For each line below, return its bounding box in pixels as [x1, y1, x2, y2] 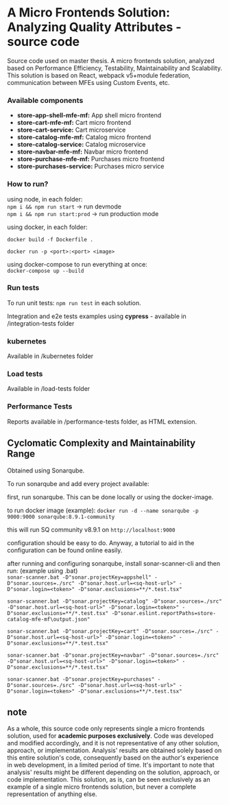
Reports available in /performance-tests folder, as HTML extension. [7, 417, 197, 426]
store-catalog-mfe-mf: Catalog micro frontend [16, 133, 152, 141]
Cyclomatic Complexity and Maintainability [7, 437, 196, 449]
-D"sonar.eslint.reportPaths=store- [111, 610, 216, 616]
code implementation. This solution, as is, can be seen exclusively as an [7, 776, 210, 784]
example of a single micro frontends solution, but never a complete [7, 783, 197, 791]
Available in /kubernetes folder [7, 352, 94, 361]
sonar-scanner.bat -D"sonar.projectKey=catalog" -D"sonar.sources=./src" [7, 598, 223, 605]
